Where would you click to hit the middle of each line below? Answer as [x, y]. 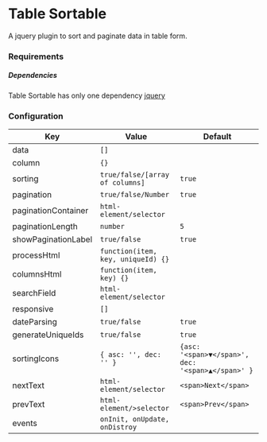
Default [217, 137]
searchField [34, 293]
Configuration [36, 116]
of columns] [122, 183]
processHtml [36, 255]
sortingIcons [36, 359]
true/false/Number [134, 195]
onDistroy [118, 427]
